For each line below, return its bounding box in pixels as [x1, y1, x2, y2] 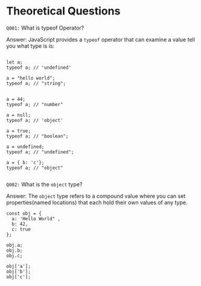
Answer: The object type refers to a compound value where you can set [6, 192, 186, 200]
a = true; [6, 128, 31, 134]
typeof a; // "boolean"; [6, 133, 69, 139]
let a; [6, 59, 23, 65]
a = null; [6, 112, 31, 118]
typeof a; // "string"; [6, 80, 66, 86]
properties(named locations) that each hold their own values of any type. [6, 199, 188, 206]
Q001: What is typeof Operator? [6, 24, 85, 31]
